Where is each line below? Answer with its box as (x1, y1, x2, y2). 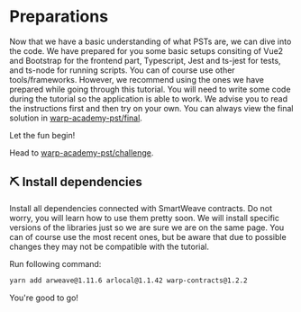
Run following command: (9, 258, 102, 269)
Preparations (9, 6, 109, 27)
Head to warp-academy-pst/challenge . (9, 147, 154, 158)
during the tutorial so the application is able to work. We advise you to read (9, 93, 288, 104)
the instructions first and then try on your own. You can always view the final (9, 103, 294, 113)
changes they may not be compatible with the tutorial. (9, 241, 210, 252)
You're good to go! (9, 292, 79, 303)
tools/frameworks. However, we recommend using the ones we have (9, 74, 264, 85)
